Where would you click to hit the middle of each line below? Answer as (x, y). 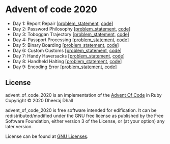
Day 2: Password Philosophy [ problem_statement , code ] (72, 28)
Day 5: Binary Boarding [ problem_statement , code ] (66, 45)
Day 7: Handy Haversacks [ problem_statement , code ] (68, 56)
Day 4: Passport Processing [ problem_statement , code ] (71, 40)
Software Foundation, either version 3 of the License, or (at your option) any (85, 121)
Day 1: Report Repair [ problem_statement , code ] (63, 23)
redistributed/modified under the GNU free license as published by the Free (84, 116)
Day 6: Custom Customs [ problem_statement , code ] (67, 50)
